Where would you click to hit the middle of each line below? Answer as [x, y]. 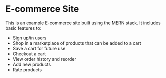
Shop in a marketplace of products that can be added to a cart [77, 43]
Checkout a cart [29, 54]
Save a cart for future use [39, 48]
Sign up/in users [29, 38]
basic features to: [23, 28]
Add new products [32, 64]
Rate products [27, 70]
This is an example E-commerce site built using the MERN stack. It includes [83, 23]
